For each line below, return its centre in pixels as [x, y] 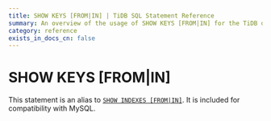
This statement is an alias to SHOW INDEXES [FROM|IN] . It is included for [124, 100]
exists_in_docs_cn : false [52, 38]
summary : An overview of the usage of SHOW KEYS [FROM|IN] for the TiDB [133, 23]
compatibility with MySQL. [52, 108]
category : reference [43, 30]
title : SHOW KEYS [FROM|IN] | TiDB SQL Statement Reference [112, 16]
